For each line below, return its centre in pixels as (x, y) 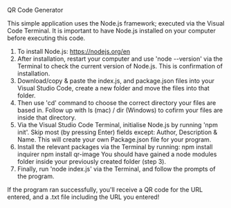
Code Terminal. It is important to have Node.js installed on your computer (111, 31)
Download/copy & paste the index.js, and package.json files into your (115, 81)
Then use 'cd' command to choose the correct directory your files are (117, 103)
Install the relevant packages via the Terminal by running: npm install (115, 147)
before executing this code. (46, 38)
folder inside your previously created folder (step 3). (92, 161)
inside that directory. (46, 117)
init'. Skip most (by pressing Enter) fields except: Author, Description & (117, 132)
